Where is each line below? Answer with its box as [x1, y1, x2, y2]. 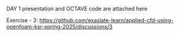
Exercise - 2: [6, 17, 38, 23]
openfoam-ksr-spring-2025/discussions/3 [6, 23, 113, 30]
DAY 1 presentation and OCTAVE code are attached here [6, 5, 148, 12]
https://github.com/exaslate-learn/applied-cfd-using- [39, 17, 174, 23]
